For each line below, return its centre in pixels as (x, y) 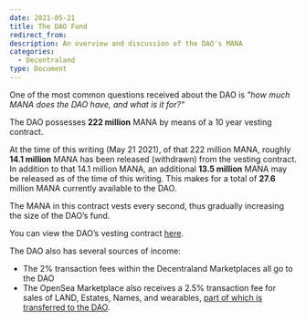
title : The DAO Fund (49, 26)
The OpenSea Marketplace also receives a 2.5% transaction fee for (149, 287)
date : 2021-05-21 (42, 18)
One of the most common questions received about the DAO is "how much (150, 94)
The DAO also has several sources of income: (95, 251)
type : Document (38, 69)
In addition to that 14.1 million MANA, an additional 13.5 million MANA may (148, 169)
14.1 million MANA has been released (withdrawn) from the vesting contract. (153, 159)
